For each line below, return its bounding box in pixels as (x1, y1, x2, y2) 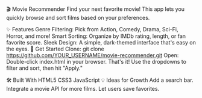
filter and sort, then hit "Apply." (6, 64, 83, 72)
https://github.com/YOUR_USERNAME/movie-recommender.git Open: (6, 52, 179, 59)
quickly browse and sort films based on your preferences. (6, 14, 150, 21)
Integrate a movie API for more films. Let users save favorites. (6, 85, 160, 92)
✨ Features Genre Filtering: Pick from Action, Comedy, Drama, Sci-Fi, (6, 26, 178, 32)
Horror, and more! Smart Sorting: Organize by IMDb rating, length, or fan (6, 32, 186, 40)
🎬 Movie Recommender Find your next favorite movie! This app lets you (6, 5, 185, 13)
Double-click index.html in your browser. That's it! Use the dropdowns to (6, 58, 187, 65)
